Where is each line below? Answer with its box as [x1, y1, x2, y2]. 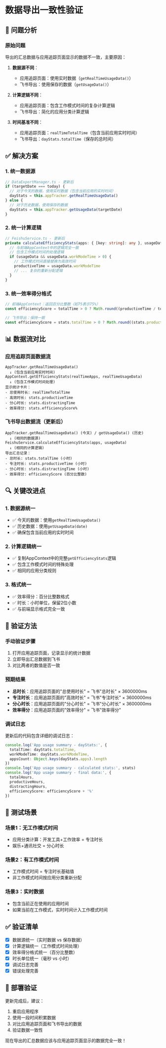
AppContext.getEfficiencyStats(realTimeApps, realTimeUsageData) [5, 374, 142, 379]
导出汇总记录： [5, 451, 31, 456]
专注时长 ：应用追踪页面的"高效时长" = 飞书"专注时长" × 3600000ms [12, 695, 152, 700]
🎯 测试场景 [5, 808, 37, 816]
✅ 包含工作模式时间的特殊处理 [12, 561, 74, 568]
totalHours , [9, 775, 35, 780]
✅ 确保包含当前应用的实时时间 [12, 529, 74, 535]
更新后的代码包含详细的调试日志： [5, 732, 75, 739]
